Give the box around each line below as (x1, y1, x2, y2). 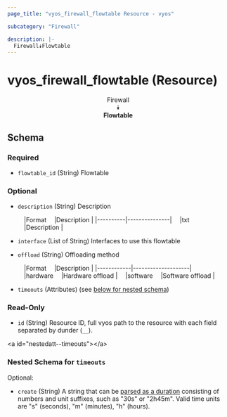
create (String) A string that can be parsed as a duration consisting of (17, 387, 219, 395)
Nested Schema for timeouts (7, 357, 106, 367)
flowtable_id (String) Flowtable (17, 168, 109, 177)
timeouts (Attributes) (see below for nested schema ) (17, 286, 170, 294)
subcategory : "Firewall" (7, 23, 80, 30)
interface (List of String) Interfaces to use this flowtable (17, 237, 181, 245)
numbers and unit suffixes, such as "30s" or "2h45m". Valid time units (17, 394, 220, 403)
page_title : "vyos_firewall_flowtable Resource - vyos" (7, 10, 174, 18)
